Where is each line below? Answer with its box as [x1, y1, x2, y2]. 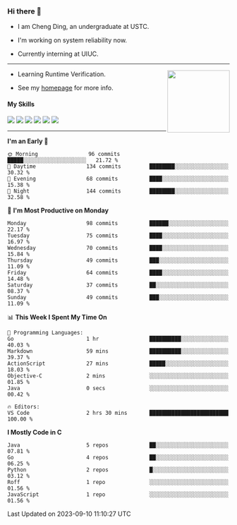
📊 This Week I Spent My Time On [7, 313, 107, 321]
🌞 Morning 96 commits [7, 150, 121, 157]
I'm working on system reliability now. [17, 36, 128, 44]
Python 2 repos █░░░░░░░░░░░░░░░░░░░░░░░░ [7, 466, 229, 473]
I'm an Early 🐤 [7, 137, 49, 145]
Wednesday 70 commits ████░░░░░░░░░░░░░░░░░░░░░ [7, 244, 229, 251]
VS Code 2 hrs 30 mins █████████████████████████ [7, 409, 229, 416]
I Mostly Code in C [7, 428, 62, 436]
